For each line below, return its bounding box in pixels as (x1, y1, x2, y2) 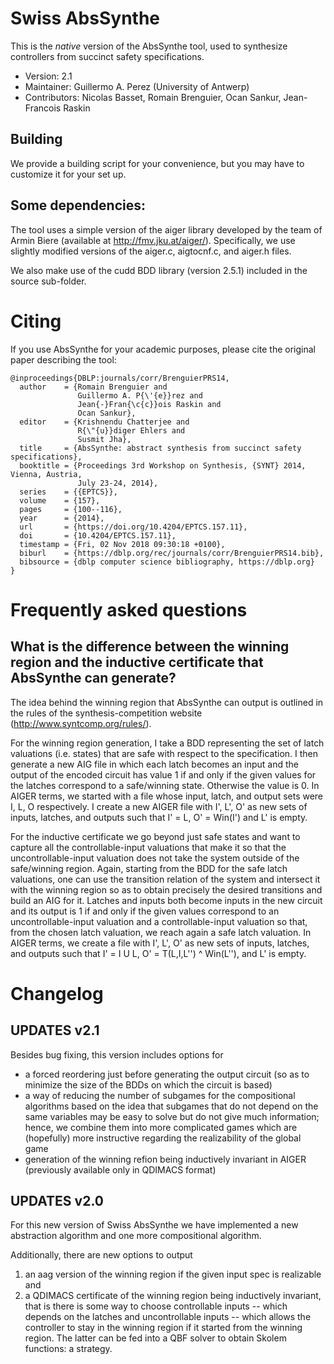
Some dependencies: (10, 197, 146, 214)
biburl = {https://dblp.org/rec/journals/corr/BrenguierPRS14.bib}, (19, 548, 325, 558)
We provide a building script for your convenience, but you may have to (10, 157, 305, 169)
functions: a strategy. (24, 1343, 113, 1355)
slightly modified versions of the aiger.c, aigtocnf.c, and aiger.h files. (10, 245, 292, 257)
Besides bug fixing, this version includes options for (10, 1048, 224, 1061)
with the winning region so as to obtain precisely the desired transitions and (10, 883, 323, 896)
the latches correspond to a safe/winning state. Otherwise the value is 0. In (10, 779, 320, 791)
